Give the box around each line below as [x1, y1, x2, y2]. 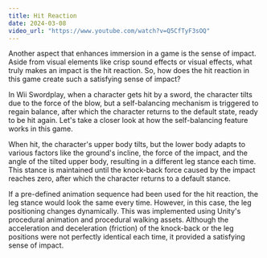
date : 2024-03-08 [8, 19, 67, 27]
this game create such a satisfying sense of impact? [8, 74, 181, 84]
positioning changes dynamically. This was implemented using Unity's [8, 207, 241, 216]
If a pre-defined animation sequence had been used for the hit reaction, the [8, 190, 259, 199]
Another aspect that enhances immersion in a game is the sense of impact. [8, 49, 257, 59]
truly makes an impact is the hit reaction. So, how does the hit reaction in [8, 66, 250, 76]
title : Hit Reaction [8, 11, 78, 20]
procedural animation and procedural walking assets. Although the [8, 215, 229, 225]
